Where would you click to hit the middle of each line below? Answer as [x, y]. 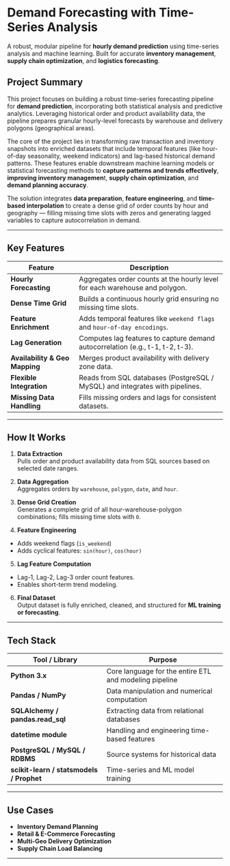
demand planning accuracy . [48, 185]
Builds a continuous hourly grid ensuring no [149, 298]
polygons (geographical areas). [51, 128]
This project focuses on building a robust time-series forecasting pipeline [111, 99]
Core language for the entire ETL [159, 671]
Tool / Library [55, 660]
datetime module [39, 735]
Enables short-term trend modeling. [67, 585]
